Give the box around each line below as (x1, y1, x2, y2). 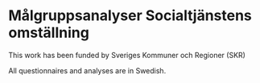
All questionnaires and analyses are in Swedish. (8, 65, 167, 75)
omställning (8, 23, 90, 42)
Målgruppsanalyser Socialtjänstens (8, 6, 252, 25)
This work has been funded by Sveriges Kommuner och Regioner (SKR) (8, 50, 246, 60)
